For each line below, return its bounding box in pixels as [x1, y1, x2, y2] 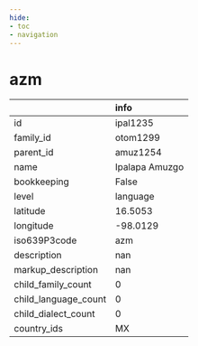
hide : [9, 13, 30, 23]
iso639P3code [13, 234, 77, 247]
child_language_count [13, 293, 106, 305]
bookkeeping [13, 175, 69, 188]
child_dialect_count [13, 308, 95, 321]
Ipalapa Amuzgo [114, 161, 184, 173]
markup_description [13, 264, 99, 276]
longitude [13, 220, 54, 232]
